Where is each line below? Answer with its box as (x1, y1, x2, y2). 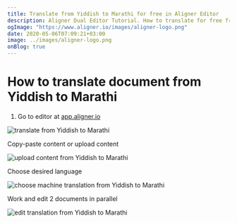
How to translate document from (7, 74, 202, 90)
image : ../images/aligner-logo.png (7, 37, 112, 44)
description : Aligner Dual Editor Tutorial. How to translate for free (7, 17, 222, 24)
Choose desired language (7, 167, 83, 176)
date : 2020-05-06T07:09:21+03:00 (7, 30, 106, 38)
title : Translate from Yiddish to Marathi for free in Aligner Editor (7, 10, 219, 18)
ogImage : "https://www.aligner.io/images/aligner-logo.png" (7, 23, 188, 30)
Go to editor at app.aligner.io (17, 112, 101, 120)
